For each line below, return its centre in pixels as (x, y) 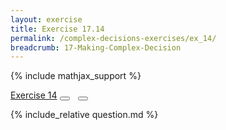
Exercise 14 (34, 95)
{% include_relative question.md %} (84, 115)
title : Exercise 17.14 (57, 29)
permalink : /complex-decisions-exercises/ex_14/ (113, 38)
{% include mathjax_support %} (76, 76)
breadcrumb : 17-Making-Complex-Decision (96, 47)
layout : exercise (46, 19)
